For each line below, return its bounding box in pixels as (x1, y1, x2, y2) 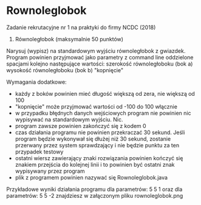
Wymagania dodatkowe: (6, 78, 67, 86)
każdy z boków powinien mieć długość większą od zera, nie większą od (15, 90, 196, 97)
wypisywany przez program (15, 167, 85, 175)
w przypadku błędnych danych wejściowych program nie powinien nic (15, 109, 191, 116)
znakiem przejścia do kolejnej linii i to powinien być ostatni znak (15, 161, 175, 168)
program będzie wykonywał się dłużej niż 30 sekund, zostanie (15, 135, 171, 143)
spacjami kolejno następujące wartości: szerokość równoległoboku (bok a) (6, 60, 193, 67)
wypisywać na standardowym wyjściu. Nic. (15, 116, 123, 123)
